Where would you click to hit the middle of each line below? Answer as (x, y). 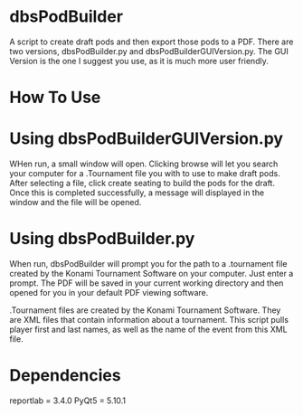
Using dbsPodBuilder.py (102, 239)
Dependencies (65, 376)
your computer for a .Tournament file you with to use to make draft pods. (145, 174)
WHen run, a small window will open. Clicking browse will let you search (144, 164)
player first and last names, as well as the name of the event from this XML (148, 329)
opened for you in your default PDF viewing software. (109, 292)
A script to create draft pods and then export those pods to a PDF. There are (151, 42)
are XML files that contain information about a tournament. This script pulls (149, 320)
